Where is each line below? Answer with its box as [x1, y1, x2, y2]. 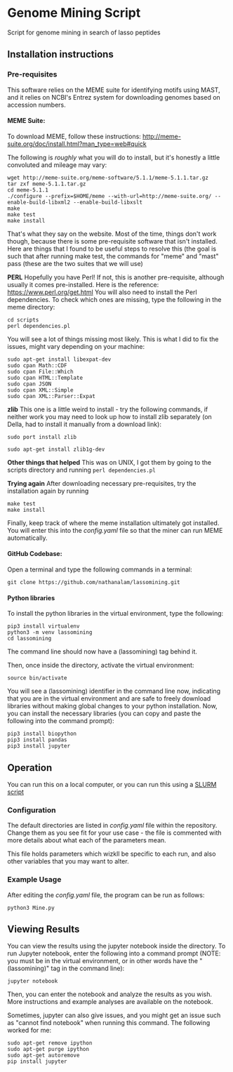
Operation [7, 762, 53, 774]
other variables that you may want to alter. [7, 857, 129, 866]
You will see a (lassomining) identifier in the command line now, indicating [7, 687, 221, 696]
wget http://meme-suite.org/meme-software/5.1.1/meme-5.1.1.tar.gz [7, 174, 209, 181]
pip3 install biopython [7, 730, 77, 738]
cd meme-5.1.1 [7, 186, 49, 194]
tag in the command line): [51, 964, 125, 973]
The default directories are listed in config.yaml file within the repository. [7, 821, 218, 830]
